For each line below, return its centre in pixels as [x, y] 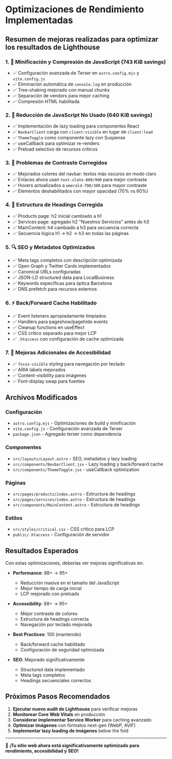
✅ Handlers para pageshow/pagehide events [60, 322]
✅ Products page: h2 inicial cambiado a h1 [57, 216]
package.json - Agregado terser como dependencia [67, 434]
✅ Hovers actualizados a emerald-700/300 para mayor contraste [80, 185]
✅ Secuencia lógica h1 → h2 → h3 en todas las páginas [71, 233]
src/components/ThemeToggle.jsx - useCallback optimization [76, 469]
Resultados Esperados [42, 551]
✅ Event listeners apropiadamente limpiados [59, 316]
